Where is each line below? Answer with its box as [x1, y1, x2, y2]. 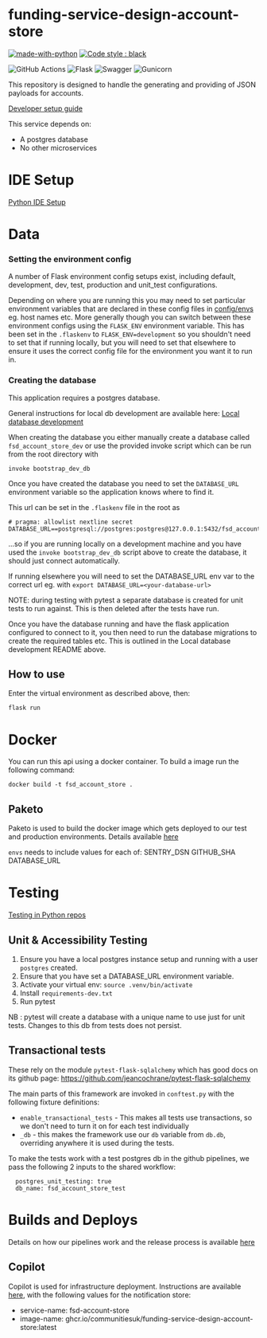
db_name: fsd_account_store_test [15, 1184, 126, 1192]
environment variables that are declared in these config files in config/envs [8, 304, 254, 314]
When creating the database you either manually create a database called [8, 432, 250, 441]
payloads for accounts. [8, 88, 84, 97]
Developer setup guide [8, 104, 83, 113]
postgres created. [19, 963, 78, 972]
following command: [8, 765, 75, 775]
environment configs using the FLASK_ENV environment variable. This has [8, 321, 245, 331]
